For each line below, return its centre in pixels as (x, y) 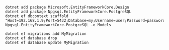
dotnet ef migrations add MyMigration (46, 34)
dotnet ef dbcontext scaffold (37, 16)
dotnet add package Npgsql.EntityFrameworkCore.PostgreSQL (68, 12)
